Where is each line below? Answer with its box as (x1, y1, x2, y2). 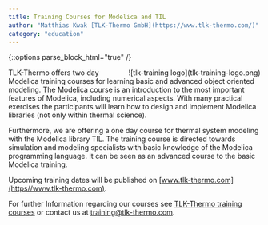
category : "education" (8, 30, 84, 37)
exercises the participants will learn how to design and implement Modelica (8, 102, 257, 112)
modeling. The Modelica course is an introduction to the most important (8, 85, 245, 95)
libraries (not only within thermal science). (8, 110, 147, 120)
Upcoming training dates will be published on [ (8, 176, 162, 185)
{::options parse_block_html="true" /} (8, 53, 132, 62)
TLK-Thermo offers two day (8, 68, 99, 77)
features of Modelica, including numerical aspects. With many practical (8, 93, 243, 103)
